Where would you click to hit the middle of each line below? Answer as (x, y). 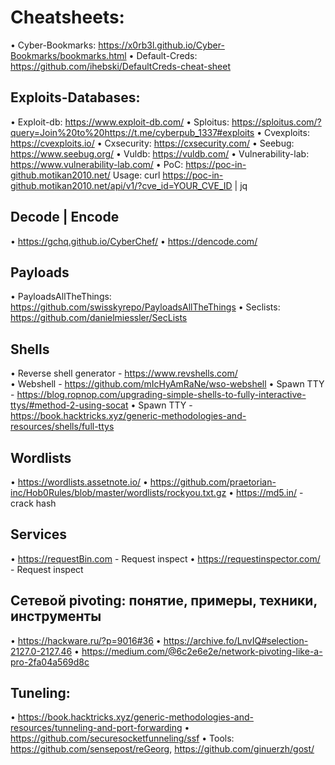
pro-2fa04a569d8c (50, 662)
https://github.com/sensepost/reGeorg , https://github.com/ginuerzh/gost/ (162, 749)
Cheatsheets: (67, 17)
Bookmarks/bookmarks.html (68, 55)
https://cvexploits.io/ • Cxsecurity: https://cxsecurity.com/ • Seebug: (152, 143)
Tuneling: (40, 693)
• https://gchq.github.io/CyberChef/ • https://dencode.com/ (134, 241)
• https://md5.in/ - (266, 492)
